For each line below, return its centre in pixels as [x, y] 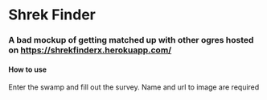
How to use [27, 69]
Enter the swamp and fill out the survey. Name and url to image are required [134, 87]
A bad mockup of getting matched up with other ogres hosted [131, 40]
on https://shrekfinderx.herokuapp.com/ [90, 50]
